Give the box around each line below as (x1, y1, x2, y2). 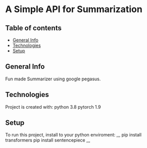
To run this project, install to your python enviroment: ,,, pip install (5, 132, 142, 138)
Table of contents (5, 24, 62, 32)
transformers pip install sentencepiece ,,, (5, 137, 90, 143)
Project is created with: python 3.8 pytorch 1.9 (5, 104, 101, 110)
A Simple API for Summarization (5, 4, 142, 15)
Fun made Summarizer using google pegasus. (5, 76, 101, 82)
